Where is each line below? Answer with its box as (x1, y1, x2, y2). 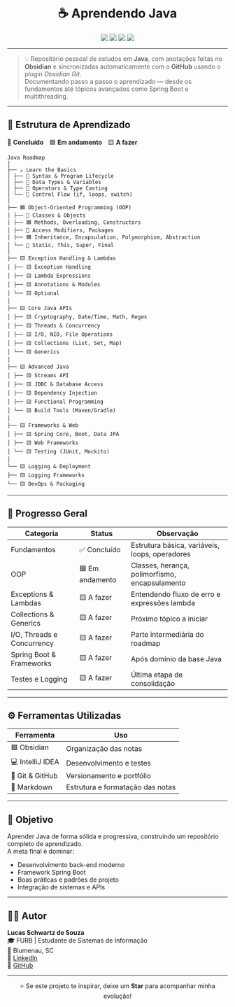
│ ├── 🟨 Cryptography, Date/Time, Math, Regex (7, 313, 148, 321)
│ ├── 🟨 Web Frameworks (7, 439, 79, 446)
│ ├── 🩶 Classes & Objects (7, 211, 86, 219)
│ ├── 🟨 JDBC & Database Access (7, 381, 104, 388)
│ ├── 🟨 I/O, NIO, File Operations (7, 330, 113, 338)
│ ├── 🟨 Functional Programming (7, 398, 104, 405)
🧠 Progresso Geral (7, 508, 87, 520)
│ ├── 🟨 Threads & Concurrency (7, 322, 101, 329)
